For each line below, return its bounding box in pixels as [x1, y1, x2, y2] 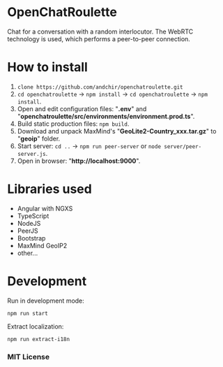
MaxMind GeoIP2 [17, 241, 68, 250]
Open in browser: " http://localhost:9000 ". [17, 157, 141, 165]
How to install [7, 59, 89, 75]
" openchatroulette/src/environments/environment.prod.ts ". [17, 112, 195, 120]
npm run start [7, 310, 49, 317]
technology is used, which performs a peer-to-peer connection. [7, 34, 190, 43]
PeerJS [17, 226, 38, 235]
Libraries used [7, 181, 92, 197]
